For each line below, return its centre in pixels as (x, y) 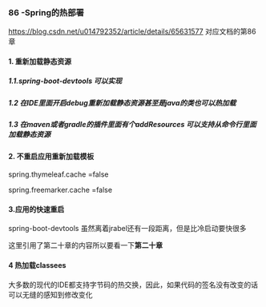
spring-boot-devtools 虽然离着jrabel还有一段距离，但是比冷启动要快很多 (127, 229)
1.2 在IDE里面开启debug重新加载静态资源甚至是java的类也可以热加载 (122, 102)
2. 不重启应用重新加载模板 (51, 156)
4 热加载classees (37, 265)
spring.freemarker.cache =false (60, 190)
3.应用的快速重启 (36, 209)
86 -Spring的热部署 (46, 12)
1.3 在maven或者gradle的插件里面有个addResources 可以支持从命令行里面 (133, 125)
